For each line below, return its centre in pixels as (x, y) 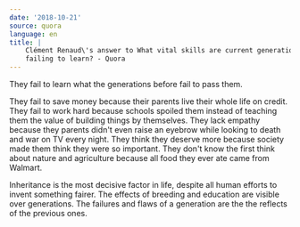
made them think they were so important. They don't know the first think (142, 149)
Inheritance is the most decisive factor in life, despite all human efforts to (143, 185)
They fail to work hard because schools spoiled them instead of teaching (143, 111)
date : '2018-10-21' (46, 17)
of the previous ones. (48, 213)
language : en (33, 34)
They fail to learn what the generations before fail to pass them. (126, 84)
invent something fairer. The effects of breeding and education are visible (144, 194)
